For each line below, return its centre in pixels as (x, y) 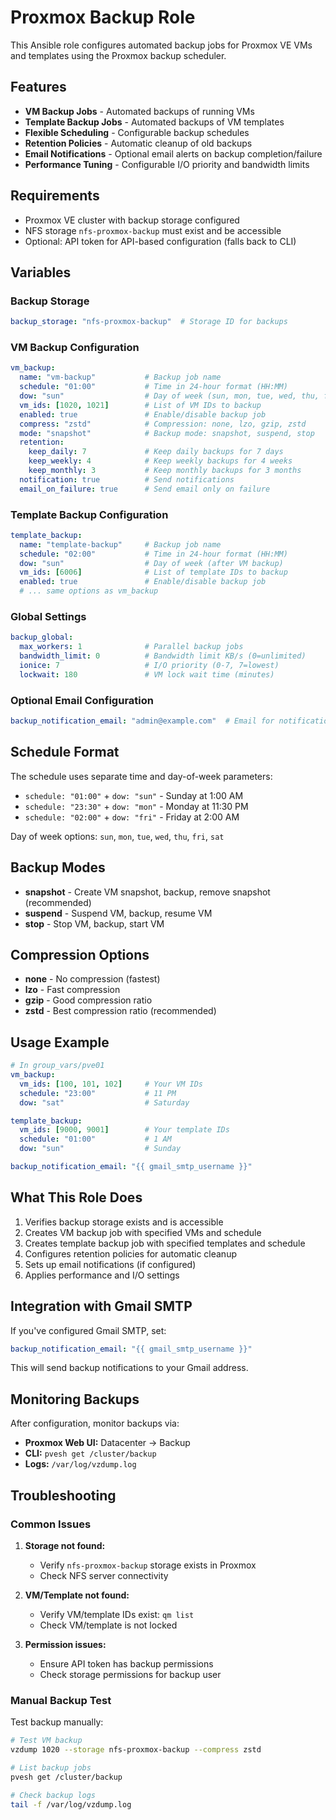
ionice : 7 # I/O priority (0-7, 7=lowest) (149, 666)
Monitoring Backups (75, 1399)
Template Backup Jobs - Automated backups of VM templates (154, 122)
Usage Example (60, 1042)
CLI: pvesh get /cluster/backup (90, 1453)
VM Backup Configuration (75, 348)
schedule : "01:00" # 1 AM (95, 1139)
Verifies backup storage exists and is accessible (124, 1222)
